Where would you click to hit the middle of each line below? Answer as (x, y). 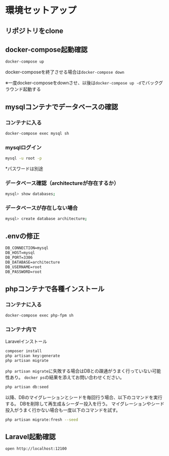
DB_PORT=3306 (19, 258)
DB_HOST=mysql (20, 253)
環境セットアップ (41, 10)
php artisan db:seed (27, 387)
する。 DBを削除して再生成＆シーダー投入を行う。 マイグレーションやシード (85, 404)
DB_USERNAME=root (24, 267)
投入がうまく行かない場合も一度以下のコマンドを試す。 (63, 410)
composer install (24, 351)
